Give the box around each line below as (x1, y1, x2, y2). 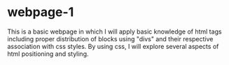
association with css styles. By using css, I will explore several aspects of (7, 42, 219, 50)
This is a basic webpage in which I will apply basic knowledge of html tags (7, 27, 222, 36)
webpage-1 (7, 4, 74, 20)
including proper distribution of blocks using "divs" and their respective (7, 34, 214, 43)
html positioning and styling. (7, 50, 89, 58)
